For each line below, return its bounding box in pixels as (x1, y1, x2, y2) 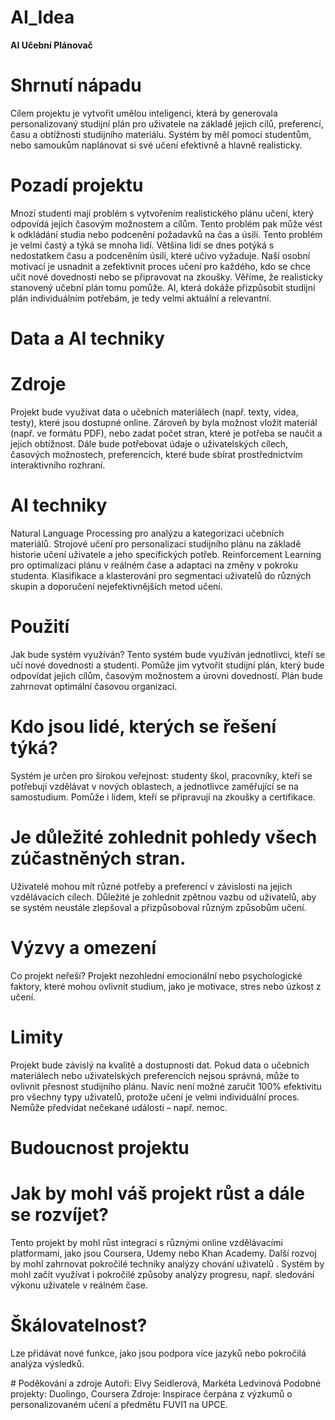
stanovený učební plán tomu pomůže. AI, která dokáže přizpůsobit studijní (10, 281, 316, 293)
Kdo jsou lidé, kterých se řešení (10, 716, 277, 738)
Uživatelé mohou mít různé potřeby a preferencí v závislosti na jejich (10, 880, 293, 892)
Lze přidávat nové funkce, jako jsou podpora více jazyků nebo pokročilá (10, 1347, 307, 1359)
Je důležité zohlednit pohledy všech (10, 826, 318, 848)
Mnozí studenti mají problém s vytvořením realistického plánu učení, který (10, 207, 315, 219)
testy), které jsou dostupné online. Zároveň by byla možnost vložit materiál (10, 416, 318, 428)
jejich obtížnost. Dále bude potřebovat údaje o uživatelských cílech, (10, 437, 289, 450)
